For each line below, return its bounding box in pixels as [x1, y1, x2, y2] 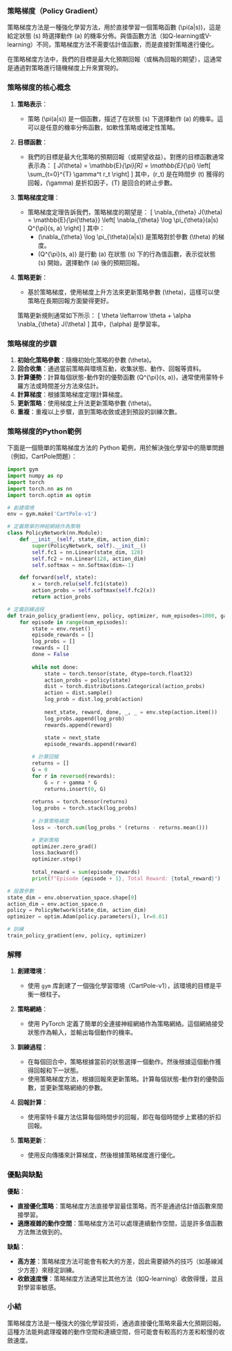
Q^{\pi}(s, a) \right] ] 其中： [27, 223, 106, 232]
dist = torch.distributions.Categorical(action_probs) [43, 683, 206, 690]
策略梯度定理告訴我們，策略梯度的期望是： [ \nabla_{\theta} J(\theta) [27, 207, 223, 216]
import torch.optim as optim [7, 492, 91, 499]
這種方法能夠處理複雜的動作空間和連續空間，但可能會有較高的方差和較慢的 [7, 1327, 219, 1336]
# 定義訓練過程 [7, 606, 45, 613]
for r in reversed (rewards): [32, 772, 116, 779]
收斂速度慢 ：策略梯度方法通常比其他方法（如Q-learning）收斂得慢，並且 [17, 1274, 224, 1283]
